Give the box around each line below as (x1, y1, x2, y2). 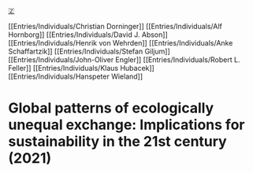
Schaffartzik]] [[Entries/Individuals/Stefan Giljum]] (8, 46, 171, 56)
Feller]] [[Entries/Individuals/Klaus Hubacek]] (8, 64, 155, 72)
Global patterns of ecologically (8, 99, 214, 117)
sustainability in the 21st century (8, 133, 227, 151)
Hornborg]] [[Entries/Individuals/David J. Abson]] (8, 30, 168, 39)
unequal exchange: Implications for (8, 116, 245, 134)
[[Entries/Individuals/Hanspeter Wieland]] (8, 72, 143, 81)
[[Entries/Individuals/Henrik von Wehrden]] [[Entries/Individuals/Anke (8, 39, 233, 47)
